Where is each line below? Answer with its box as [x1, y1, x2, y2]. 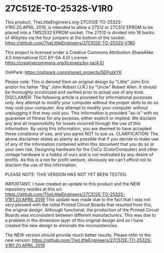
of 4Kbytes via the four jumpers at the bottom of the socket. [5, 35, 126, 41]
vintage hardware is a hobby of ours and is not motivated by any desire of [5, 151, 154, 157]
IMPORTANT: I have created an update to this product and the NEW [5, 181, 141, 186]
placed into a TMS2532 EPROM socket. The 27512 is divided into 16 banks [5, 29, 155, 35]
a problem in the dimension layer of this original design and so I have [5, 217, 143, 223]
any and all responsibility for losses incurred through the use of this [5, 120, 141, 126]
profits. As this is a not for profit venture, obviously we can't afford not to [5, 157, 151, 162]
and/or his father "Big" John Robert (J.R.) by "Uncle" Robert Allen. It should [5, 84, 157, 90]
